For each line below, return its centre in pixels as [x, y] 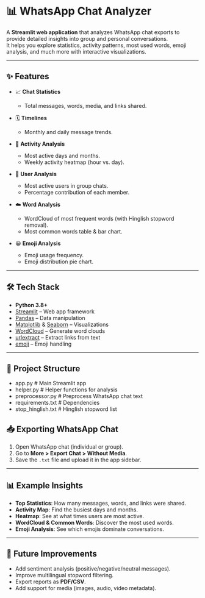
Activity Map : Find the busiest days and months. [77, 510]
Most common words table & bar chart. [74, 231]
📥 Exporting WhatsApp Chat [63, 429]
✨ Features [28, 77]
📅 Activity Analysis [40, 144]
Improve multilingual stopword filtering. [64, 575]
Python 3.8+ [31, 305]
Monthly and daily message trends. [68, 132]
